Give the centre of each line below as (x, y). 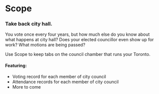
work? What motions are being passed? (45, 45)
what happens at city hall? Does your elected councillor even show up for (79, 40)
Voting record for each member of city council (59, 76)
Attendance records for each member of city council (65, 82)
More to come (26, 87)
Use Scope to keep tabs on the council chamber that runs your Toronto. (78, 54)
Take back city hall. (29, 24)
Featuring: (16, 66)
